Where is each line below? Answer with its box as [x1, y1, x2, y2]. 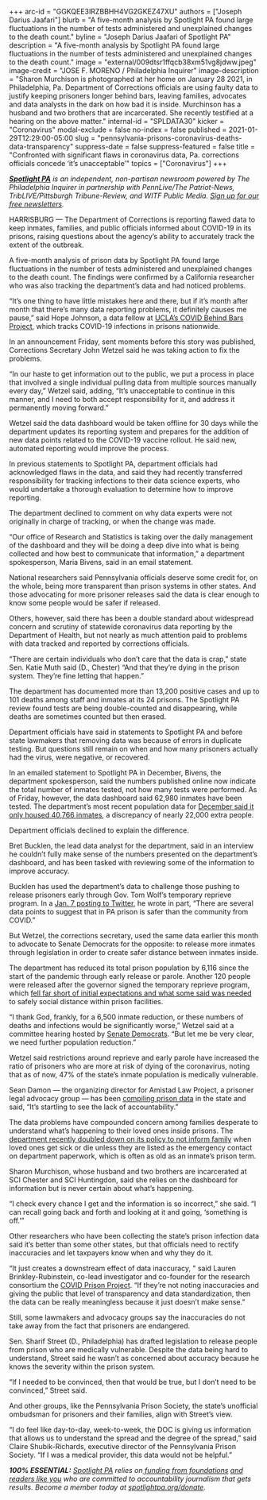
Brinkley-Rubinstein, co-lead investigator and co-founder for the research [9, 1272, 250, 1282]
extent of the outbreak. [9, 240, 84, 249]
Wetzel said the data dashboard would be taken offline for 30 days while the [9, 419, 259, 427]
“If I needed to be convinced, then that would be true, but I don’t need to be [9, 1378, 257, 1386]
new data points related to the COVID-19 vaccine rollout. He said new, [9, 435, 238, 444]
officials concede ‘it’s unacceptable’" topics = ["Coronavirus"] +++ [9, 159, 227, 168]
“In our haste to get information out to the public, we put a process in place [9, 369, 255, 378]
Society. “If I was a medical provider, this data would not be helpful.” [9, 1450, 233, 1459]
